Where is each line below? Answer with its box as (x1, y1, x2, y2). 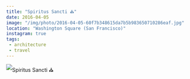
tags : (6, 36, 20, 42)
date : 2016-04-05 (6, 14, 49, 20)
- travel (8, 48, 31, 53)
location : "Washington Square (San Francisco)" (6, 25, 126, 31)
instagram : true (6, 31, 46, 37)
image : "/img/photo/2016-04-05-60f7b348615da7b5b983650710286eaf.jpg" (6, 20, 185, 26)
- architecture (8, 42, 46, 48)
